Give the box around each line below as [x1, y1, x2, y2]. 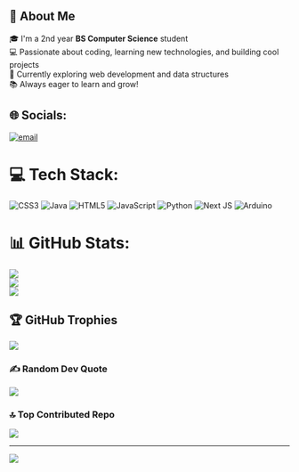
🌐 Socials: [9, 108, 68, 123]
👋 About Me [9, 9, 76, 24]
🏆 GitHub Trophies [9, 313, 118, 328]
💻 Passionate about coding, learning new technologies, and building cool [9, 46, 279, 57]
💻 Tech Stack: [9, 164, 119, 184]
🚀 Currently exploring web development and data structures [9, 69, 230, 79]
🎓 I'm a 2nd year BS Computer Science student [9, 33, 189, 44]
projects [9, 59, 40, 69]
